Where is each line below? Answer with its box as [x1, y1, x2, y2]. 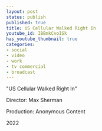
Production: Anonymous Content [6, 108, 85, 115]
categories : [6, 42, 35, 48]
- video [6, 53, 25, 58]
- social [6, 47, 28, 53]
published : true [6, 19, 46, 25]
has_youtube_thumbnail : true [6, 36, 78, 42]
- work [6, 58, 22, 64]
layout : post [6, 8, 38, 15]
